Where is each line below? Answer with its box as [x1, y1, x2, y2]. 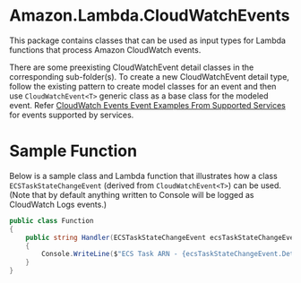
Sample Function [9, 141, 137, 161]
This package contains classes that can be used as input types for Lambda [9, 35, 287, 46]
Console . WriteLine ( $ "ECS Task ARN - [41, 250, 178, 259]
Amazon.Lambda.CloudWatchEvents [9, 5, 290, 26]
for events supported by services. [9, 109, 134, 120]
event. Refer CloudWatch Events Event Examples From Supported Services [9, 99, 287, 110]
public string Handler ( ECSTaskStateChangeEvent [25, 233, 206, 242]
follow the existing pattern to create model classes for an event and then [9, 81, 277, 91]
